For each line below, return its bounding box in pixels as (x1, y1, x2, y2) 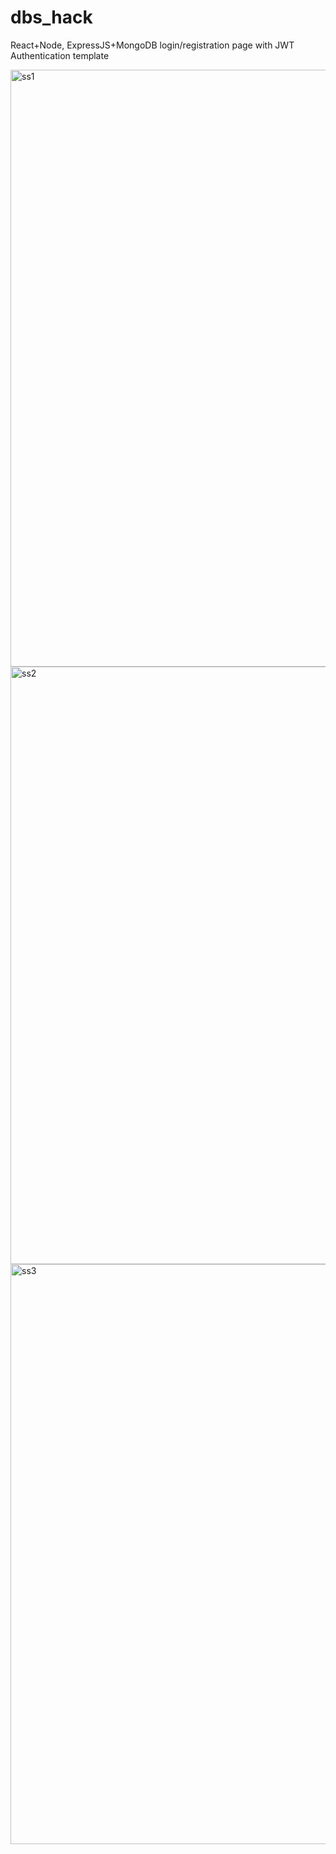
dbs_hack (10, 6, 93, 29)
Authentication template (10, 49, 110, 61)
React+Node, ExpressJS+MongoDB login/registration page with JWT (10, 39, 295, 51)
